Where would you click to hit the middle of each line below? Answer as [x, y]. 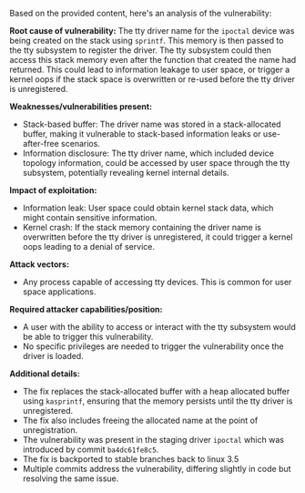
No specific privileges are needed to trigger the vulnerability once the [153, 346]
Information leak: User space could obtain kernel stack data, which [148, 208]
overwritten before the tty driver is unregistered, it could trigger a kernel [158, 237]
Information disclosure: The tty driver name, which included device [148, 153]
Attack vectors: [40, 264]
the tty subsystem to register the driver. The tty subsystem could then [140, 50]
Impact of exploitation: [53, 190]
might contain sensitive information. [90, 217]
